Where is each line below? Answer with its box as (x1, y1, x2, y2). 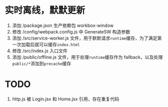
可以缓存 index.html (39, 41, 80, 47)
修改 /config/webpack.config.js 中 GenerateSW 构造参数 (12, 28, 130, 34)
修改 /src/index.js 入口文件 (12, 48, 68, 54)
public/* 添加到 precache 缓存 (12, 60, 72, 66)
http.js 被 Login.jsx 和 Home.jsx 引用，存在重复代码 (12, 96, 120, 102)
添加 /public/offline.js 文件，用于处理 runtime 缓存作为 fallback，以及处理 (12, 54, 163, 60)
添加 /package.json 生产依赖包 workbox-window (12, 22, 114, 28)
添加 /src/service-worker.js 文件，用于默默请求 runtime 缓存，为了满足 (12, 35, 158, 41)
